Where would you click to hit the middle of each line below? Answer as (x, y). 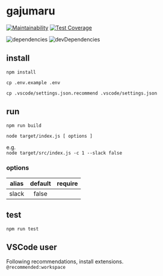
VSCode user (32, 247)
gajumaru (31, 11)
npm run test (23, 229)
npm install (21, 72)
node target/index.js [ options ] (50, 136)
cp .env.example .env (33, 82)
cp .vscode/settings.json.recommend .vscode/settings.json (82, 93)
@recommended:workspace (36, 268)
